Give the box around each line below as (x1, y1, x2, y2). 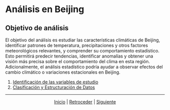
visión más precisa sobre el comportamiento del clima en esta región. (5, 59, 150, 64)
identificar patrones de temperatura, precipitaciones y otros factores (5, 42, 148, 48)
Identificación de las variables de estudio (12, 79, 99, 85)
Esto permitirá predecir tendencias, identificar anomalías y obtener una (5, 53, 153, 59)
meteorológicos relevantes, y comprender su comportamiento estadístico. (5, 48, 160, 53)
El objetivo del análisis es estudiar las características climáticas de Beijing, (5, 37, 160, 43)
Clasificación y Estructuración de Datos (12, 84, 95, 90)
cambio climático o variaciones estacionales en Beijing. (5, 69, 120, 75)
